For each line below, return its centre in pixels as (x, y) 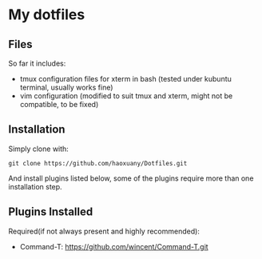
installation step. (35, 186)
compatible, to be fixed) (59, 104)
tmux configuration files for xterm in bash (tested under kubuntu (125, 79)
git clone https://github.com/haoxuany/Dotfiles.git (98, 163)
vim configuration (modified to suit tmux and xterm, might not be (126, 96)
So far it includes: (37, 63)
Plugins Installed (51, 212)
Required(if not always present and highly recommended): (104, 231)
